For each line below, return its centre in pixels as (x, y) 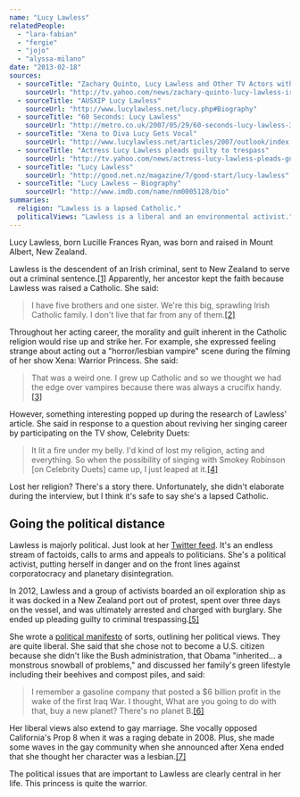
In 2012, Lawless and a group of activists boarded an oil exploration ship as (147, 591)
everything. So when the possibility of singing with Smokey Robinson (158, 460)
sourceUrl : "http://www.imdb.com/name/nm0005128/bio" (127, 192)
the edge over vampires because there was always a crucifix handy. (156, 387)
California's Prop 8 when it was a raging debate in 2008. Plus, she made (142, 738)
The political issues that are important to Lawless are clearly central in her (145, 774)
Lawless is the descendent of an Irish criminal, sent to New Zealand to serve (150, 269)
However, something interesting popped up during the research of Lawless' (148, 414)
